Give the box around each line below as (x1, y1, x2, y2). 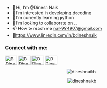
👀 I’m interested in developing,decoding (12, 10, 92, 15)
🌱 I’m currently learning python (12, 15, 74, 20)
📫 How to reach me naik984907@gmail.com (12, 26, 102, 31)
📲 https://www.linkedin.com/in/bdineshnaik (12, 32, 97, 38)
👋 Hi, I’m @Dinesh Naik (12, 5, 58, 10)
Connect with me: (5, 44, 48, 51)
